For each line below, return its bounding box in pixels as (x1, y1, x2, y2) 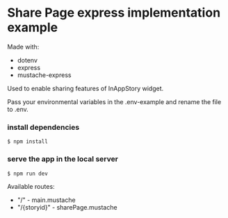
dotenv (17, 56, 38, 64)
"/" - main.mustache (17, 196, 76, 204)
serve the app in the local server (7, 154, 118, 164)
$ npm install (7, 138, 49, 145)
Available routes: (7, 182, 55, 190)
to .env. (7, 105, 29, 113)
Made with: (7, 42, 40, 51)
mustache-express (17, 71, 72, 79)
